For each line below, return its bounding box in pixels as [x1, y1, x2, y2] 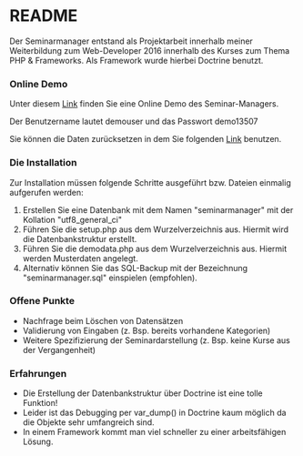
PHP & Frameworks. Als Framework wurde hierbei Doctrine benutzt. [9, 55, 264, 66]
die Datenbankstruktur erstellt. [22, 233, 137, 244]
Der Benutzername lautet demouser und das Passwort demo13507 [9, 116, 258, 127]
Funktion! [22, 398, 58, 409]
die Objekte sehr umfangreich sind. [22, 417, 155, 428]
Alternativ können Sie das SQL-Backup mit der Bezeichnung [22, 262, 248, 273]
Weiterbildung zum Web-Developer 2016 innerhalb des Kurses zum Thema [9, 45, 290, 56]
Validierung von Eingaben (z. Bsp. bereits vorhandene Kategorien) [22, 325, 271, 336]
